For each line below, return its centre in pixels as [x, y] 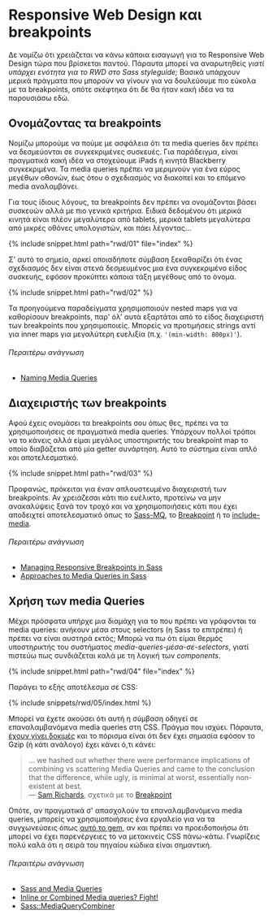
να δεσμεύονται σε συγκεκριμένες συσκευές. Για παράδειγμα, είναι [123, 151]
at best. [69, 786]
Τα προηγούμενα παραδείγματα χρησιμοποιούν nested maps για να [123, 308]
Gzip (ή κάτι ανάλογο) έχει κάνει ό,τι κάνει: [82, 744]
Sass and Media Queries [61, 888]
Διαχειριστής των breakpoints [88, 403]
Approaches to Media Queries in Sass [83, 575]
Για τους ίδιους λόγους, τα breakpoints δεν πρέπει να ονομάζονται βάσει [132, 202]
